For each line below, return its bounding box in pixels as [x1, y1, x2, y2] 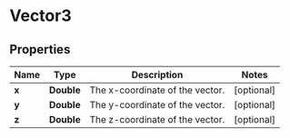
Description [131, 69, 184, 81]
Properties [9, 42, 71, 57]
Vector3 [9, 5, 72, 26]
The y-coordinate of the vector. [89, 99, 225, 111]
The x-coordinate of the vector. [89, 84, 225, 96]
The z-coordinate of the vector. [89, 113, 225, 125]
